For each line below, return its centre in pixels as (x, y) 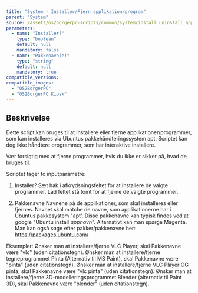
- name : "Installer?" (38, 34)
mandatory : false (38, 50)
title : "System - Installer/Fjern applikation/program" (76, 12)
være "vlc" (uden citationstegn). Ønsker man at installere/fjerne (83, 252)
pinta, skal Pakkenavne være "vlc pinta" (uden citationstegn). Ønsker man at (99, 271)
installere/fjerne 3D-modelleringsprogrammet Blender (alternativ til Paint (94, 277)
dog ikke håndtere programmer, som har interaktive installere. (81, 145)
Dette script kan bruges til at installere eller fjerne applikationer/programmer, (99, 132)
